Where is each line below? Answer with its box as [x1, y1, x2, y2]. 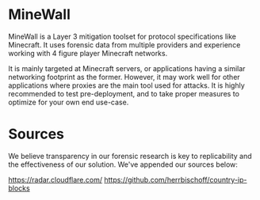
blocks [8, 183, 30, 193]
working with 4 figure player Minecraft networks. [8, 48, 168, 58]
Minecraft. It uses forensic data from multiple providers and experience [8, 40, 241, 49]
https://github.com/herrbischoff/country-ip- [104, 175, 247, 184]
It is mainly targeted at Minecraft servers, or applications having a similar [8, 63, 246, 73]
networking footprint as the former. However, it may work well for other [8, 72, 240, 81]
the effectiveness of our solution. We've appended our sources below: [8, 160, 238, 169]
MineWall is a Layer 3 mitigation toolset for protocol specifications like [8, 32, 236, 41]
